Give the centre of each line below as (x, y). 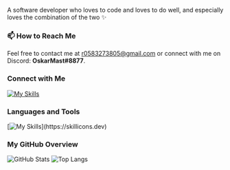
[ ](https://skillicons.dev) (57, 126)
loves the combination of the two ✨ (57, 17)
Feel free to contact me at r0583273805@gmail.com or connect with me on (114, 54)
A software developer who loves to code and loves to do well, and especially (115, 10)
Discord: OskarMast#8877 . (46, 61)
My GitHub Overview (43, 144)
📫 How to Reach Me (42, 36)
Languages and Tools (44, 111)
